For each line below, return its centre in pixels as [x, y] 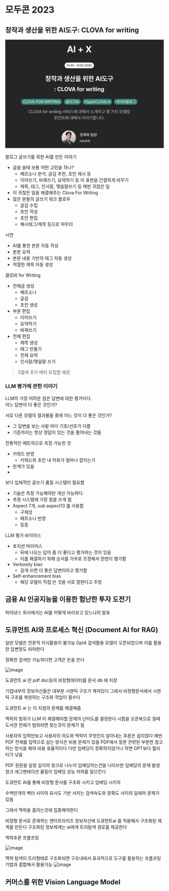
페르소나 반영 [33, 518]
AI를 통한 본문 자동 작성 [35, 245]
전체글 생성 [23, 286]
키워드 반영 [23, 454]
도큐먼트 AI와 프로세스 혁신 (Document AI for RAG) [82, 630]
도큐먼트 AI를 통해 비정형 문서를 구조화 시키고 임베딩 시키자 [63, 782]
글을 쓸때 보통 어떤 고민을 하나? [43, 167]
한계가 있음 [23, 466]
